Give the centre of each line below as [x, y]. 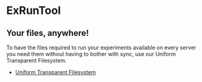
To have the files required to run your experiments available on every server [101, 47]
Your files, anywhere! [48, 33]
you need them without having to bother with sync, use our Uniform [91, 54]
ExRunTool [33, 11]
